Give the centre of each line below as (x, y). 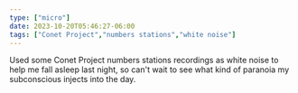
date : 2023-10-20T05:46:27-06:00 (72, 26)
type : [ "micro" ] (40, 18)
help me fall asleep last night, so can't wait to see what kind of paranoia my (149, 70)
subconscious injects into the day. (73, 79)
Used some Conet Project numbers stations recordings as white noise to (144, 60)
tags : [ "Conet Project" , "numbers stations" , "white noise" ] (123, 34)
